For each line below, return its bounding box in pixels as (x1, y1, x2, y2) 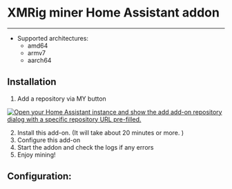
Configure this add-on (17, 136, 81, 144)
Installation (7, 76, 57, 88)
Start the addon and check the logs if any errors (17, 143, 154, 151)
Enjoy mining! (17, 150, 57, 159)
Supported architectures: (17, 34, 88, 42)
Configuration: (7, 170, 72, 182)
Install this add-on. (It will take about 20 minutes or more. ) (17, 128, 184, 137)
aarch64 (27, 56, 52, 64)
